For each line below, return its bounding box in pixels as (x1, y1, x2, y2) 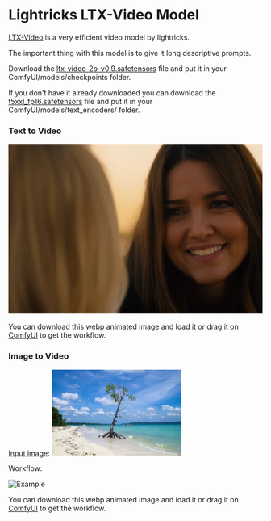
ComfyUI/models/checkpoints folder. (8, 72, 131, 82)
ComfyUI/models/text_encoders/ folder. (8, 105, 140, 115)
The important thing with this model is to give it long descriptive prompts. (8, 48, 252, 57)
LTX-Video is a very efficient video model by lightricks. (8, 32, 190, 42)
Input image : (8, 448, 50, 458)
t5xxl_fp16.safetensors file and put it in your (8, 96, 153, 106)
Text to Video (8, 125, 62, 137)
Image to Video (8, 351, 69, 362)
